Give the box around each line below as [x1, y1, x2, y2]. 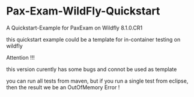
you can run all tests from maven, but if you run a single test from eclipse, [6, 77, 189, 84]
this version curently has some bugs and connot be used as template [6, 65, 177, 73]
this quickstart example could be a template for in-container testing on [6, 36, 181, 43]
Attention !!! [6, 54, 35, 61]
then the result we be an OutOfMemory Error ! [6, 83, 120, 91]
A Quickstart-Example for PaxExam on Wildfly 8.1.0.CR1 [6, 24, 143, 31]
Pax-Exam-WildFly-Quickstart [6, 4, 160, 18]
